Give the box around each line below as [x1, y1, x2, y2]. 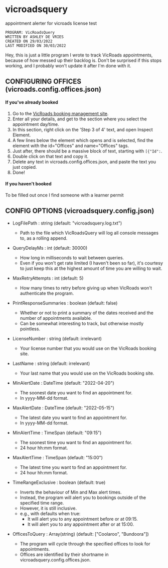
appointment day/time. [12, 121, 59, 127]
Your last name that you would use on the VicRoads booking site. [20, 370, 154, 376]
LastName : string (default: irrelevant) [12, 360, 90, 366]
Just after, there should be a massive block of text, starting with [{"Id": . [12, 148, 162, 154]
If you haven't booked [5, 181, 52, 187]
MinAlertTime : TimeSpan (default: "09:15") [12, 430, 102, 436]
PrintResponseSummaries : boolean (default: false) [12, 300, 118, 306]
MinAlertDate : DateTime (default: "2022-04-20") [12, 380, 114, 386]
